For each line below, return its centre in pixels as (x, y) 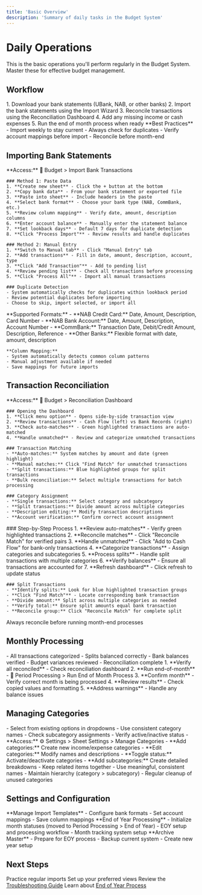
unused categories (30, 779)
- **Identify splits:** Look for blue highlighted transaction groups (97, 590)
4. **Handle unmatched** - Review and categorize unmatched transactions (101, 438)
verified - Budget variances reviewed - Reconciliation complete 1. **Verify (99, 662)
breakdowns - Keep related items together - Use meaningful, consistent (96, 767)
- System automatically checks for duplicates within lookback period (97, 292)
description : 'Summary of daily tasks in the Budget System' (85, 18)
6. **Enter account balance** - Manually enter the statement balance (97, 224)
